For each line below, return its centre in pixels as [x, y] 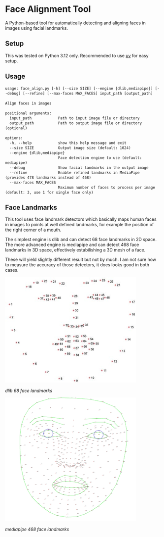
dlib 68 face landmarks [29, 391]
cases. [12, 270]
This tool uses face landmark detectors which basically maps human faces [81, 219]
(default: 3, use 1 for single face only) [49, 192]
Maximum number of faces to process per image [106, 187]
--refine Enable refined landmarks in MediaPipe [75, 172]
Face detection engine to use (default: [100, 158]
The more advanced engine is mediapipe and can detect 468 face [72, 245]
